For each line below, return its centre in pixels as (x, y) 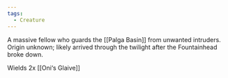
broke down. (25, 54)
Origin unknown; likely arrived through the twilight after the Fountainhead (112, 47)
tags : (15, 13)
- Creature (29, 20)
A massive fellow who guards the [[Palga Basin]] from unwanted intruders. (114, 39)
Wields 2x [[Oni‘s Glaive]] (44, 68)
